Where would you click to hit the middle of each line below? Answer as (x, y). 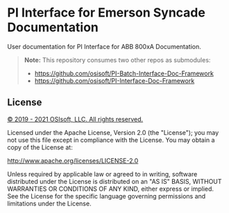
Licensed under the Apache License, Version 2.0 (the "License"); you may (113, 132)
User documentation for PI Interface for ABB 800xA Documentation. (104, 46)
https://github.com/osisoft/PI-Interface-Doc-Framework (114, 80)
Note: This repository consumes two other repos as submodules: (117, 59)
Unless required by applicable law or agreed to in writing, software (102, 174)
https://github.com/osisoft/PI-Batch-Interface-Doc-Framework (124, 73)
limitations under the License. (49, 203)
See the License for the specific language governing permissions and (107, 196)
